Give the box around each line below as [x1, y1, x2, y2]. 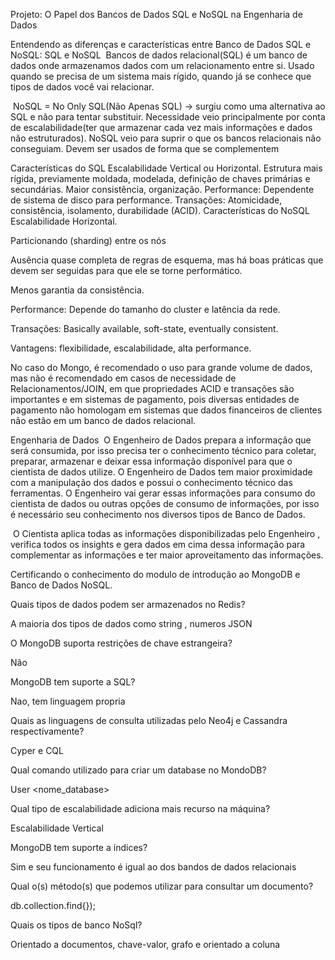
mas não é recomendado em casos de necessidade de [10, 372, 237, 384]
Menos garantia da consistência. [10, 284, 145, 296]
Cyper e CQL [10, 745, 64, 756]
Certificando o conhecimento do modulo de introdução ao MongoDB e [10, 569, 301, 580]
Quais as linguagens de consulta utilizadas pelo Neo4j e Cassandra [10, 715, 288, 726]
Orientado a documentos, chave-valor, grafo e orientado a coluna [10, 939, 281, 950]
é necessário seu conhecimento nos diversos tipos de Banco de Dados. [10, 509, 306, 520]
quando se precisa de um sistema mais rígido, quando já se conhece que [10, 70, 312, 82]
